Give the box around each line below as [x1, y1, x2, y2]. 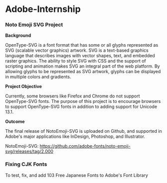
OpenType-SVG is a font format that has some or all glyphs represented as [5, 42, 159, 48]
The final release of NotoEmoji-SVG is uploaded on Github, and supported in [5, 128, 162, 134]
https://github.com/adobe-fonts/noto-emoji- [39, 143, 131, 149]
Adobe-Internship [5, 3, 81, 15]
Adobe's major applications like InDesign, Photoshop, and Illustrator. [5, 133, 146, 140]
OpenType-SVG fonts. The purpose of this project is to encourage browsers [5, 98, 161, 104]
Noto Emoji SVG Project [5, 21, 63, 28]
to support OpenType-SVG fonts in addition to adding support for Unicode [5, 103, 158, 110]
